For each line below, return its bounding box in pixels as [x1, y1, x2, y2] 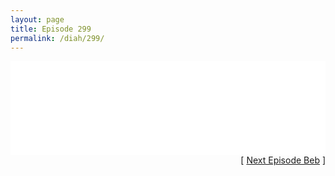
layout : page [10, 14, 65, 25]
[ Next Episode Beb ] [240, 154, 326, 166]
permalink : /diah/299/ [10, 33, 105, 43]
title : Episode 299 [10, 24, 92, 34]
